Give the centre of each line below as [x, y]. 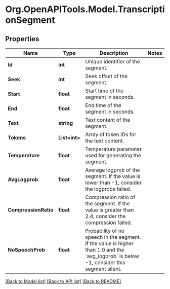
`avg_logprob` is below [112, 256]
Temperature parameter [114, 149]
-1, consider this [105, 262]
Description [114, 53]
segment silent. [103, 269]
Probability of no [105, 231]
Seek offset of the [107, 76]
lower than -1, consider [113, 183]
